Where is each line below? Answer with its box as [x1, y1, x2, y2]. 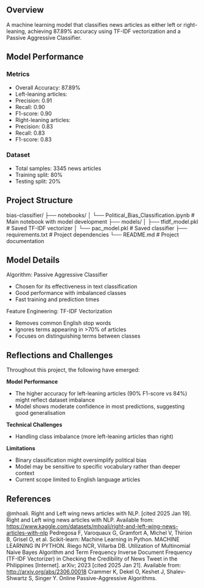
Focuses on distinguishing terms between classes [15, 332, 141, 340]
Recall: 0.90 [15, 103, 46, 110]
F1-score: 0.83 [15, 135, 52, 143]
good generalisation [15, 409, 66, 417]
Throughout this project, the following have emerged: [6, 366, 140, 374]
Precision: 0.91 [15, 97, 52, 104]
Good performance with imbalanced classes [15, 289, 127, 297]
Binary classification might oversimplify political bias [15, 456, 147, 464]
